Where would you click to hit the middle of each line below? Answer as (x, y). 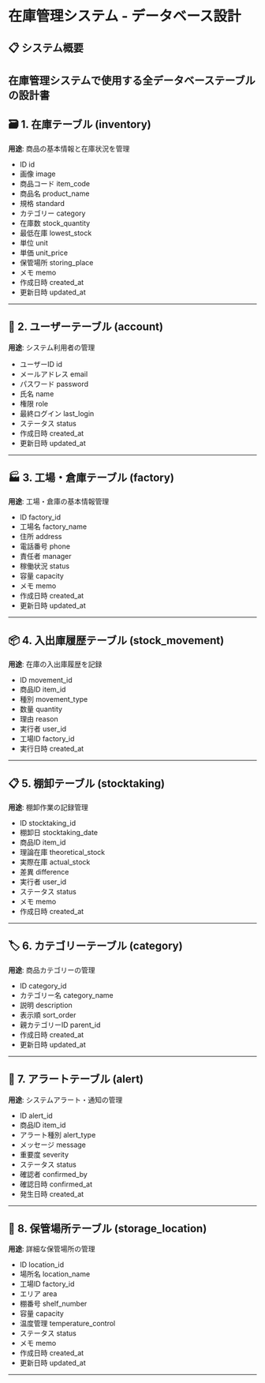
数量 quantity (41, 709)
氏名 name (37, 394)
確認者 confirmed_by (54, 1174)
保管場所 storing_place (56, 262)
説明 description (46, 1005)
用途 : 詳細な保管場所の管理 (52, 1249)
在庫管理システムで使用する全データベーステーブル (132, 80)
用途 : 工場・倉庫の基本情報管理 (58, 501)
